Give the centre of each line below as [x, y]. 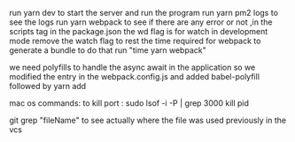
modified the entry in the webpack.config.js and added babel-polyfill [134, 77]
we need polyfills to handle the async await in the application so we [132, 67]
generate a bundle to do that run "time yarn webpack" [108, 50]
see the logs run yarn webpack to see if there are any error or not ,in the [141, 22]
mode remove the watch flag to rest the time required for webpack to [135, 41]
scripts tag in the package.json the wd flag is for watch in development [139, 31]
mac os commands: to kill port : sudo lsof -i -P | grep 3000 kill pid [129, 103]
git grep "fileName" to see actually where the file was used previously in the [147, 120]
